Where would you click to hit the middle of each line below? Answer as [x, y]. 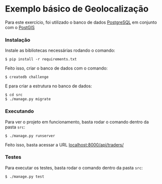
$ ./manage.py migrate [28, 99]
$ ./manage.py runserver [30, 136]
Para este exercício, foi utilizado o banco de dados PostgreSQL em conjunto [81, 22]
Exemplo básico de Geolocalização [77, 9]
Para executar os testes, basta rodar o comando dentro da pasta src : [74, 168]
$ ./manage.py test [25, 177]
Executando [19, 111]
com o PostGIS [20, 27]
